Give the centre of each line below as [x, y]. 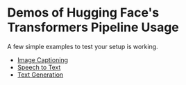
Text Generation [40, 75]
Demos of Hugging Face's [83, 13]
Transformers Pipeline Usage [93, 27]
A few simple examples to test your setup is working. [83, 46]
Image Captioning [42, 59]
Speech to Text [39, 67]
